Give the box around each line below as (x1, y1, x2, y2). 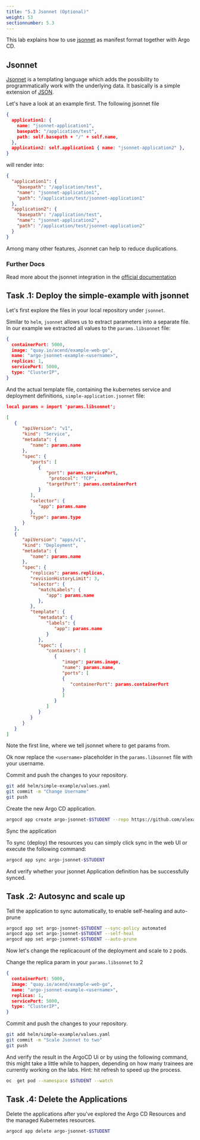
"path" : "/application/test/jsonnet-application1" (17, 195, 145, 201)
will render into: (6, 161, 45, 169)
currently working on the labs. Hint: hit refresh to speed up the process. (6, 1066, 182, 1073)
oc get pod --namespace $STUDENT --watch (6, 1077, 113, 1084)
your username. (6, 760, 45, 767)
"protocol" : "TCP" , (48, 476, 97, 482)
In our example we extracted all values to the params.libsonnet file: (6, 324, 171, 332)
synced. (6, 874, 26, 881)
